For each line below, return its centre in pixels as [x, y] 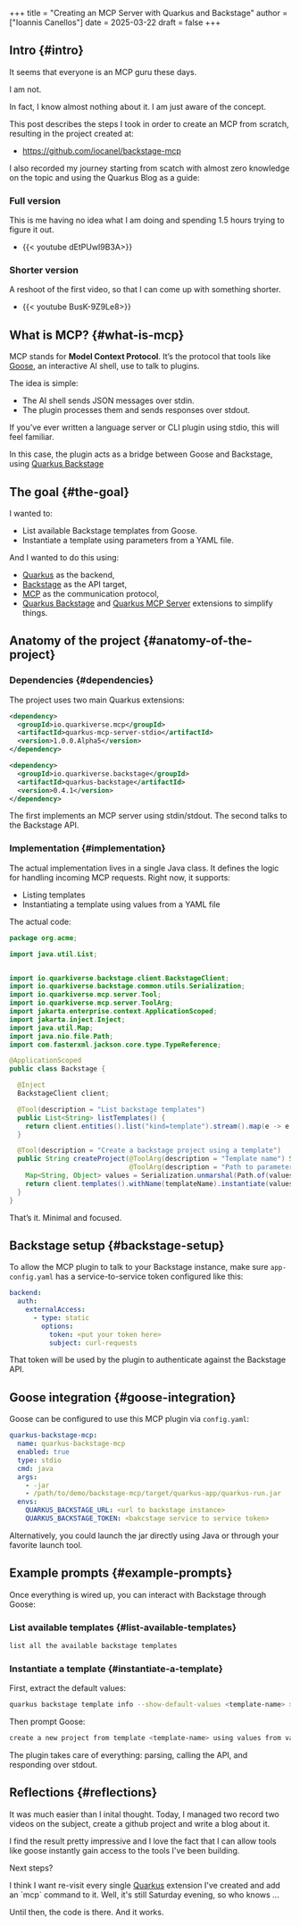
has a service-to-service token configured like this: [149, 1276]
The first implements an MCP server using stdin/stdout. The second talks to [148, 816]
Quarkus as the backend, [68, 575]
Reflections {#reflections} [83, 1792]
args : [28, 1477]
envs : [28, 1502]
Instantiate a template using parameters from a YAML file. [128, 541]
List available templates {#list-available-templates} [123, 1627]
